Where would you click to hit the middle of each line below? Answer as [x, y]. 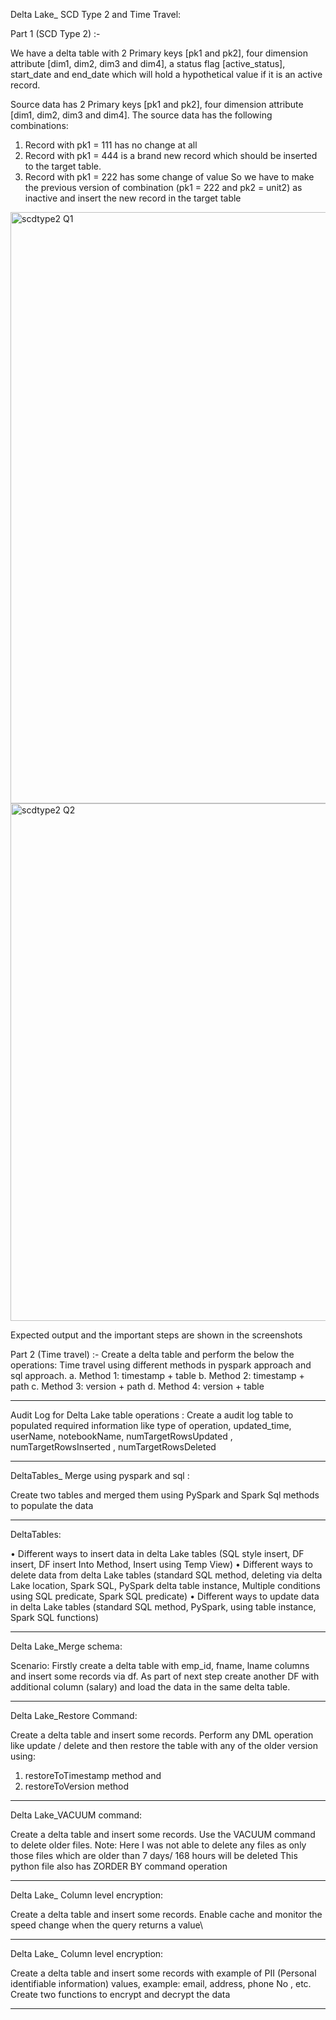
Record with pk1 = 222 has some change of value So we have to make [169, 177]
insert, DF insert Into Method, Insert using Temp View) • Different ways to [161, 1564]
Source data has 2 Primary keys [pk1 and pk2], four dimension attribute [157, 104]
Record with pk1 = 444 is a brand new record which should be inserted [171, 155]
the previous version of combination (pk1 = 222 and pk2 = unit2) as [163, 187]
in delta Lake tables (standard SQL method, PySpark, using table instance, [163, 1607]
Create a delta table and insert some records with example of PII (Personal [163, 1973]
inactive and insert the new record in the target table [133, 198]
